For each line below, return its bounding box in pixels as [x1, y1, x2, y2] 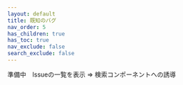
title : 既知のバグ [7, 17, 57, 24]
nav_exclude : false [7, 43, 66, 50]
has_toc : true [7, 37, 50, 44]
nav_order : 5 [7, 23, 46, 30]
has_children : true [7, 30, 66, 38]
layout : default [7, 10, 56, 18]
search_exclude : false [7, 50, 75, 57]
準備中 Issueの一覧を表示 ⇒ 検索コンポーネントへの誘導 [7, 70, 177, 79]
